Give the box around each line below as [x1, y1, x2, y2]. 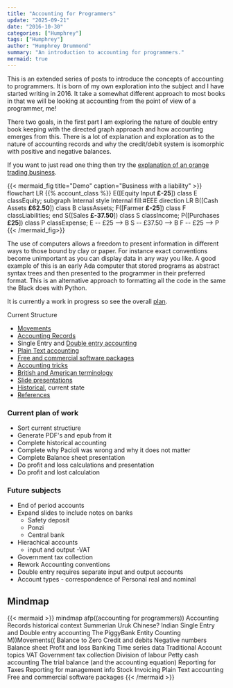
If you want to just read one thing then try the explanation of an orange [7, 161, 209, 169]
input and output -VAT [27, 545, 91, 554]
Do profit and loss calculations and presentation [17, 461, 155, 470]
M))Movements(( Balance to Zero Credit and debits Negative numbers [7, 636, 207, 644]
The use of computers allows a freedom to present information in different [7, 239, 219, 248]
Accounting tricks [17, 361, 68, 369]
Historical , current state [17, 383, 85, 392]
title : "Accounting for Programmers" [7, 10, 116, 17]
